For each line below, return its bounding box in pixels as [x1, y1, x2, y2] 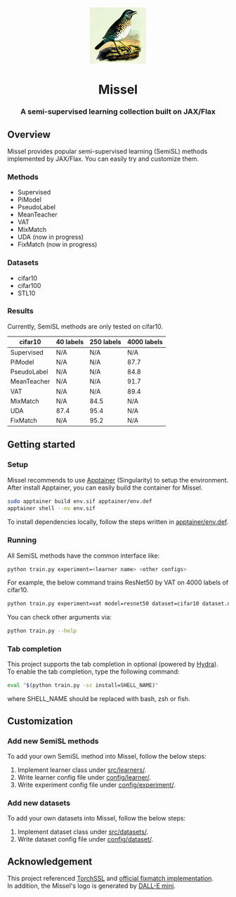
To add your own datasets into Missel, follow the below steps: [7, 814, 186, 823]
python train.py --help [7, 627, 77, 635]
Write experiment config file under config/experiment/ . [17, 780, 176, 790]
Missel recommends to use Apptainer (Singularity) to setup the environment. [7, 476, 229, 484]
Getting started [7, 439, 76, 451]
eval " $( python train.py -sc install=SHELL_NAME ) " [7, 682, 159, 689]
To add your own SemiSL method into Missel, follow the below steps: [7, 752, 207, 761]
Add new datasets [7, 798, 71, 808]
